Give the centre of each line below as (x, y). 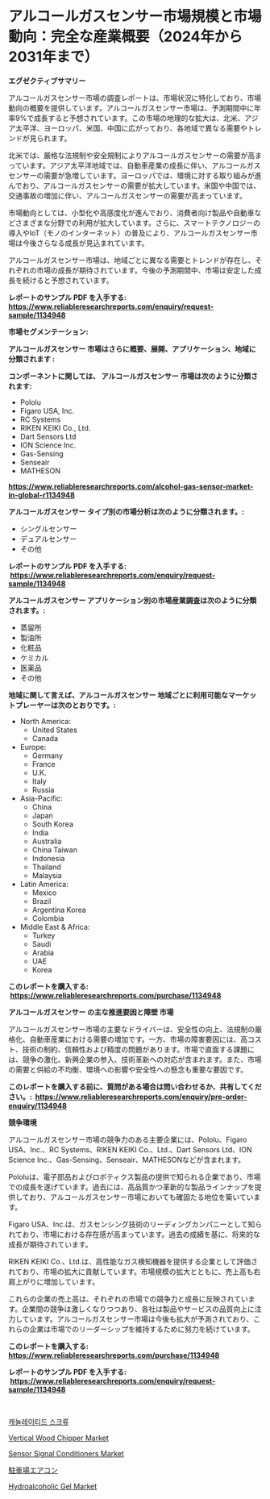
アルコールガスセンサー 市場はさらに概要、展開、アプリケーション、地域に (132, 348)
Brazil (42, 901)
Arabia (43, 952)
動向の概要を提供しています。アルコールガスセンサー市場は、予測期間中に (131, 108)
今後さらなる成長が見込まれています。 (85, 243)
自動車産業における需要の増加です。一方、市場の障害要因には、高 (139, 1039)
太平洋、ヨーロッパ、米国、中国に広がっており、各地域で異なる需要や (131, 128)
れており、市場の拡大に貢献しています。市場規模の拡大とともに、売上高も (131, 1272)
